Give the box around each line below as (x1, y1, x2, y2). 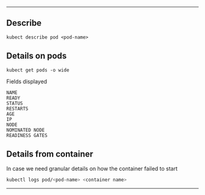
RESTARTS (6, 105, 29, 112)
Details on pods (6, 51, 67, 61)
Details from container (6, 149, 93, 160)
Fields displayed (6, 78, 48, 85)
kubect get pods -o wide (6, 67, 70, 73)
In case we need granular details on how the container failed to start (6, 165, 178, 172)
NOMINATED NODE (6, 127, 45, 133)
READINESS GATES (6, 132, 48, 138)
